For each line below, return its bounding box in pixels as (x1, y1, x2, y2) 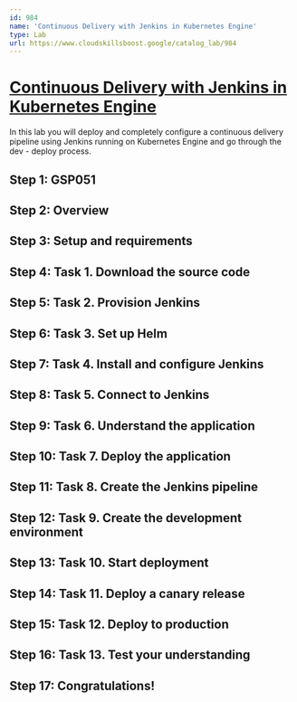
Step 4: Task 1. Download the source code (9, 264, 251, 280)
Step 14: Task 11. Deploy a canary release (9, 585, 246, 602)
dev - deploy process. (9, 146, 92, 157)
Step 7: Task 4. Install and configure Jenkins (9, 356, 264, 372)
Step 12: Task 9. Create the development (9, 510, 243, 526)
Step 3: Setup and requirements (9, 233, 193, 249)
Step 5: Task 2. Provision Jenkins (9, 295, 201, 310)
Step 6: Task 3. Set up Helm (9, 326, 168, 341)
